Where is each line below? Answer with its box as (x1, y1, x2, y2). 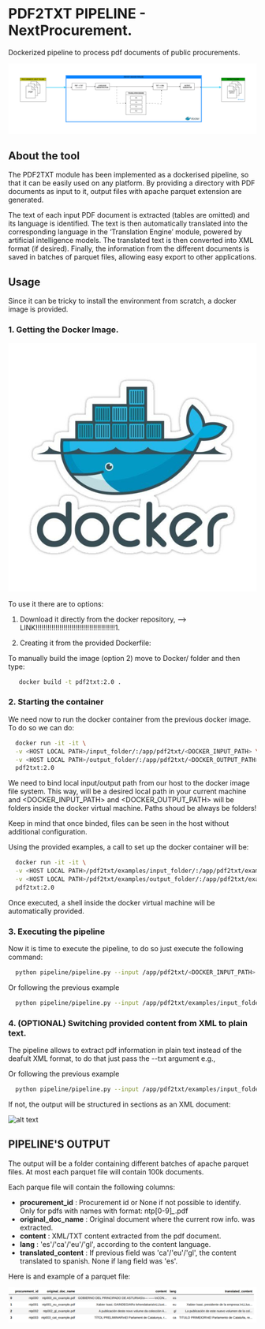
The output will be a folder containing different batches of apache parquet (8, 1159, 249, 1168)
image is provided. (8, 304, 69, 314)
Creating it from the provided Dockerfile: (19, 638, 151, 648)
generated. (8, 195, 44, 205)
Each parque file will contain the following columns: (8, 1182, 176, 1192)
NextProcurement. (8, 21, 132, 39)
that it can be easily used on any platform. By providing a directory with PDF (8, 178, 256, 188)
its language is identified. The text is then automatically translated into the (8, 218, 248, 229)
